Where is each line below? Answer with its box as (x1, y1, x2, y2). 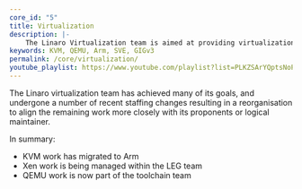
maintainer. (9, 116, 51, 126)
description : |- (9, 30, 70, 39)
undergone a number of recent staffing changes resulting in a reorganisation (9, 97, 293, 107)
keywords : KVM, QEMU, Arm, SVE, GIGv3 (9, 47, 155, 56)
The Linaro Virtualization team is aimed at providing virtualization (25, 38, 296, 47)
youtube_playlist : (9, 64, 78, 73)
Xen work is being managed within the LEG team (22, 160, 203, 171)
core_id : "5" (9, 13, 58, 22)
